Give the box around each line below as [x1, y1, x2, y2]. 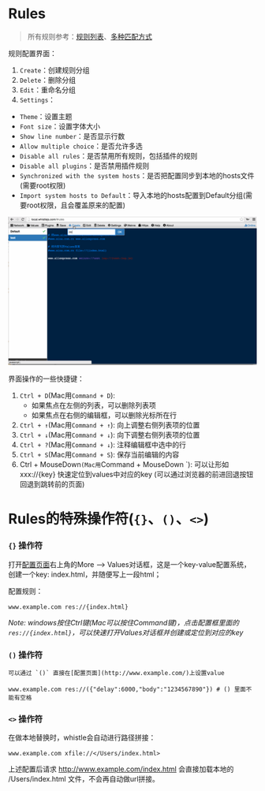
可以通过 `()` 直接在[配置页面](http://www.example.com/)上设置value [8, 669, 225, 677]
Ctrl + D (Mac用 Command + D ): [19, 391, 116, 401]
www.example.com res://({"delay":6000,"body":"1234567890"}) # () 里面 [8, 685, 246, 693]
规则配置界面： [8, 48, 57, 58]
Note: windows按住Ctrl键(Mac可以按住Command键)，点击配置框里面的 [8, 618, 239, 627]
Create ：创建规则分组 [19, 65, 90, 75]
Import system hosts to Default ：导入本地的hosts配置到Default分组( [19, 190, 246, 200]
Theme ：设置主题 [19, 111, 73, 121]
